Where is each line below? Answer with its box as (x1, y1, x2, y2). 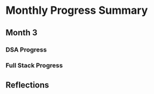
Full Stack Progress (5, 61, 63, 69)
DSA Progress (5, 46, 47, 54)
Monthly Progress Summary (5, 4, 148, 17)
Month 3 (5, 28, 38, 38)
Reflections (5, 80, 50, 90)
